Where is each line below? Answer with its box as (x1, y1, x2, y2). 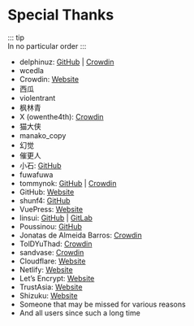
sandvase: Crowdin (19, 247, 84, 257)
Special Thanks (7, 6, 114, 24)
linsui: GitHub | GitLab (19, 213, 93, 223)
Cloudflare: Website (19, 256, 86, 266)
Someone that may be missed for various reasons (19, 299, 186, 309)
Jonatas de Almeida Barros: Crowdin (19, 230, 143, 240)
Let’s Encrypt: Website (19, 273, 95, 283)
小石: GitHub (19, 160, 62, 170)
